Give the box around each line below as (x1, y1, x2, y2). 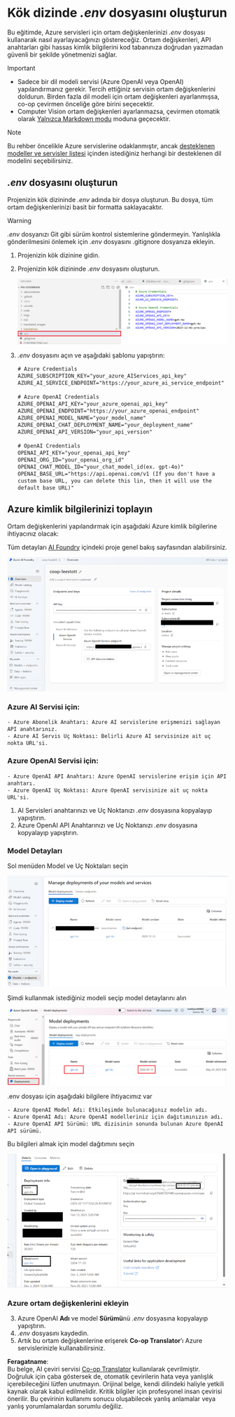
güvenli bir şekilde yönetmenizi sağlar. (7, 50, 117, 59)
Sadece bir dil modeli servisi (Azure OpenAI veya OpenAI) (17, 77, 184, 85)
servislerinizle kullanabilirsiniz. (17, 1344, 106, 1353)
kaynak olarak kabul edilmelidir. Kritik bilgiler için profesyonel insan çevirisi (7, 1387, 222, 1396)
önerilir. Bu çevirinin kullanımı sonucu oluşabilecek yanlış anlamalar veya (7, 1395, 216, 1403)
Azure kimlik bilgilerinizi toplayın (7, 504, 152, 515)
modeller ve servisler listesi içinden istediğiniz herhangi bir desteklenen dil (7, 149, 222, 157)
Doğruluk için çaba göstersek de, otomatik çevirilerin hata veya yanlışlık (7, 1372, 214, 1381)
